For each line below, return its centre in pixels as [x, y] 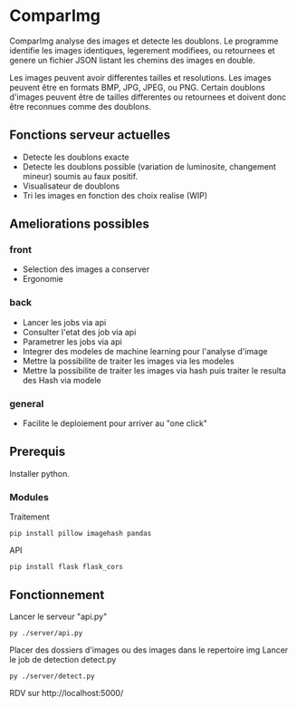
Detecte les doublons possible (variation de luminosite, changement [149, 166]
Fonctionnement [57, 595]
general [27, 403]
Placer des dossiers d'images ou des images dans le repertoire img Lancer [149, 650]
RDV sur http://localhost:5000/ [67, 692]
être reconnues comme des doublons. [81, 106]
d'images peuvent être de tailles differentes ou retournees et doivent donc [148, 97]
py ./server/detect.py [52, 676]
